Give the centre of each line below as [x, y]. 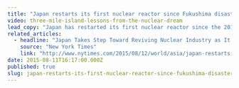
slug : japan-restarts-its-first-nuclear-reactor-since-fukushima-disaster [121, 73]
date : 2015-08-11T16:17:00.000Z [55, 60]
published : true [31, 67]
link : [28, 54]
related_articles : [34, 34]
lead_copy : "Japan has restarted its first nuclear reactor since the [114, 27]
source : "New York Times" [59, 47]
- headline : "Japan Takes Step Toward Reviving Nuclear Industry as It [122, 40]
